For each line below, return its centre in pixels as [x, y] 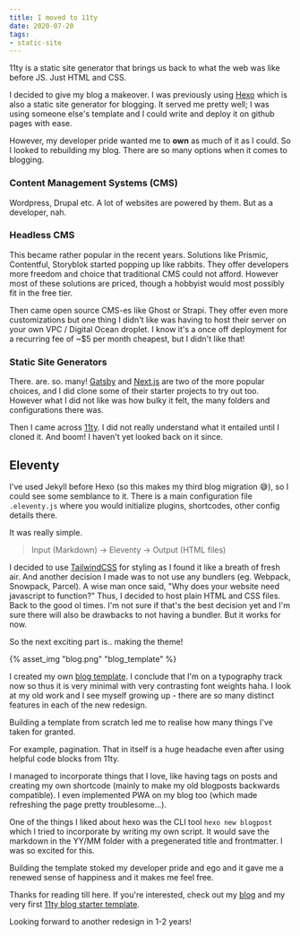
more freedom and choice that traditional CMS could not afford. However [144, 273]
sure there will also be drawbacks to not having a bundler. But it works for [145, 614]
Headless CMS [42, 236]
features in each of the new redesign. [78, 705]
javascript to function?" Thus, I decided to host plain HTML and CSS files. [145, 596]
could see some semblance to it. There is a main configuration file [131, 496]
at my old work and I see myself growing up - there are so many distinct [142, 695]
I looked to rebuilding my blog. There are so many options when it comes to [149, 150]
